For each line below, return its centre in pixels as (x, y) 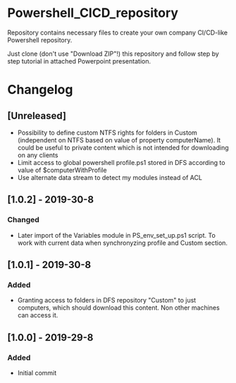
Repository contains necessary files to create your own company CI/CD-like (118, 32)
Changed (24, 220)
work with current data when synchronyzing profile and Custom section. (122, 243)
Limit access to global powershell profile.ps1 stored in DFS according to (121, 162)
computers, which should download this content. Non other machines (118, 308)
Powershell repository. (40, 39)
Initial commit (37, 373)
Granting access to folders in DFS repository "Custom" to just (107, 300)
